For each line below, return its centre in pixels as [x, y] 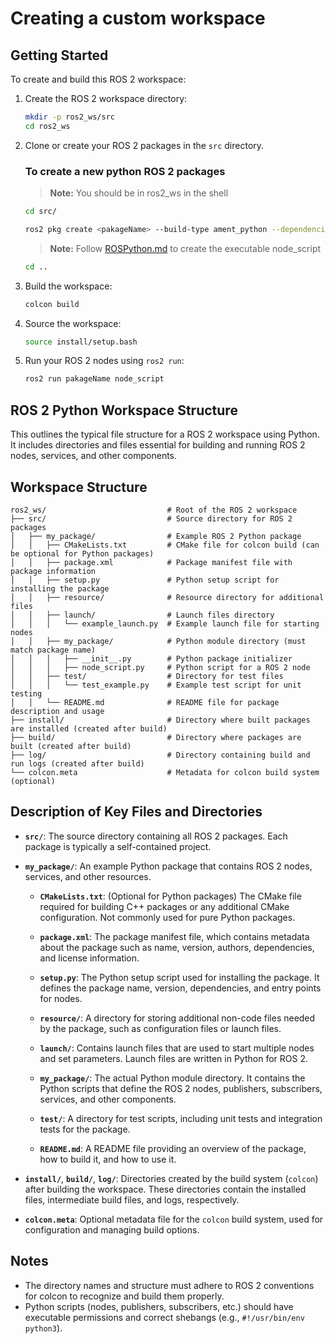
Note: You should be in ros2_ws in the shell [139, 193]
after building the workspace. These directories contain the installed [165, 1189]
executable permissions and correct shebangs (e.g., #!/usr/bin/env [164, 1317]
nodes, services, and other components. [94, 456]
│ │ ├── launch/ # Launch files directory [142, 615]
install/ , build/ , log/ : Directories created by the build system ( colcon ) [171, 1178]
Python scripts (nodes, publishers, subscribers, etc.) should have [159, 1306]
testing [26, 693]
